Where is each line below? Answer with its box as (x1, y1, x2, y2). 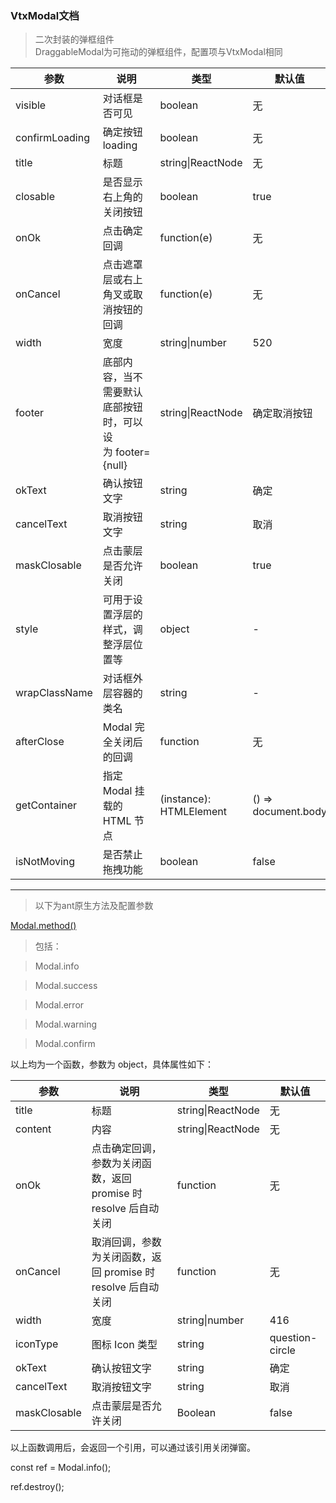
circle (269, 1343, 296, 1357)
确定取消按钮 (252, 407, 313, 421)
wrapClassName (15, 686, 93, 700)
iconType (15, 1337, 59, 1351)
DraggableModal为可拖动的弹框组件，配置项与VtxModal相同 (34, 46, 283, 58)
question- (269, 1331, 318, 1345)
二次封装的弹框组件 (34, 33, 115, 46)
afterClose (15, 735, 65, 749)
